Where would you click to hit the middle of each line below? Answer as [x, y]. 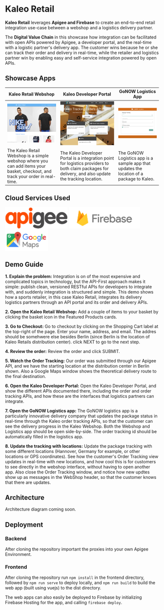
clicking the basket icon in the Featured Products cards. [61, 317]
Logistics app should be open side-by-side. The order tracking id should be [81, 431]
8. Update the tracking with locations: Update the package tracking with [79, 446]
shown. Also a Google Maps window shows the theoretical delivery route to [81, 371]
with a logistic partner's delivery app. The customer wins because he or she [82, 47]
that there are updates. [28, 482]
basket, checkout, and [29, 171]
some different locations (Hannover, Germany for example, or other [73, 451]
